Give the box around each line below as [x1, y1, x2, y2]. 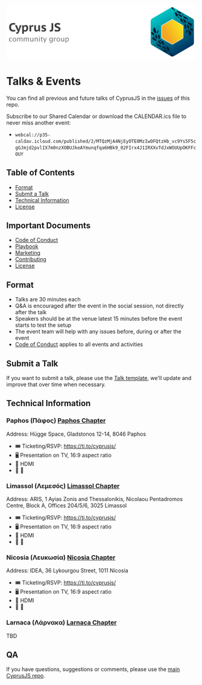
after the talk [14, 309, 47, 316]
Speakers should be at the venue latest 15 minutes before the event [14, 315, 183, 323]
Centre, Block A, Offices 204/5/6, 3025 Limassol [6, 502, 127, 510]
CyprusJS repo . [6, 672, 45, 680]
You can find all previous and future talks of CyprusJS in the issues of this [6, 94, 190, 102]
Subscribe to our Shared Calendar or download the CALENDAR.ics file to [6, 113, 187, 120]
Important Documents [6, 220, 91, 231]
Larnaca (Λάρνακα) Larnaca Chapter [6, 618, 117, 627]
